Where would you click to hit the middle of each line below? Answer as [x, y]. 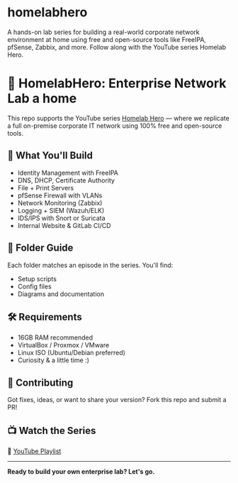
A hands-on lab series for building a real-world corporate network [103, 32]
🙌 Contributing [40, 382]
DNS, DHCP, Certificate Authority [66, 180]
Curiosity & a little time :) [53, 360]
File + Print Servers [46, 188]
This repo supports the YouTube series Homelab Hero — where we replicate [119, 118]
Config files [34, 286]
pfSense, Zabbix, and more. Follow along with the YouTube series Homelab [117, 47]
